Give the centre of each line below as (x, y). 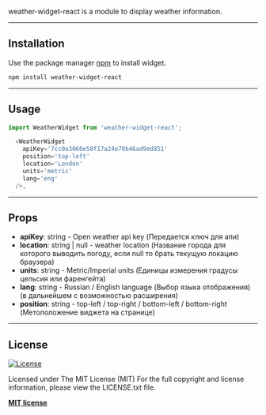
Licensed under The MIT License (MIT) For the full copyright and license (126, 379)
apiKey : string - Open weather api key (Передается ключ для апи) (129, 237)
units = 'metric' (47, 171)
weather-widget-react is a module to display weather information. (115, 11)
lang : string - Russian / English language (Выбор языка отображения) (135, 287)
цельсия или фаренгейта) (63, 279)
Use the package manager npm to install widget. (87, 62)
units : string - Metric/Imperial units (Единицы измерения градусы (129, 270)
